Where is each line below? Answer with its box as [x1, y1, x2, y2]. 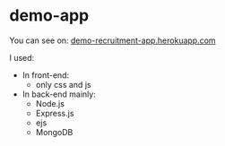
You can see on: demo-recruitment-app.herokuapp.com [9, 35, 217, 46]
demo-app [9, 5, 90, 26]
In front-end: [22, 69, 70, 81]
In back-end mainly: [22, 89, 96, 99]
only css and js [35, 79, 91, 90]
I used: [9, 52, 35, 63]
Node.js [35, 98, 65, 108]
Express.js [35, 107, 74, 118]
